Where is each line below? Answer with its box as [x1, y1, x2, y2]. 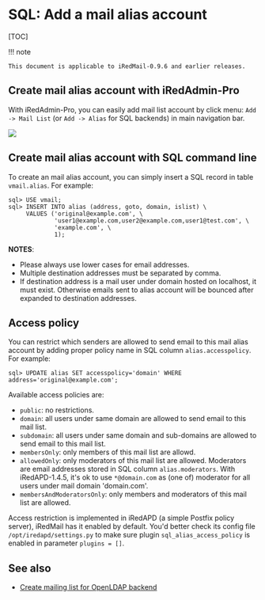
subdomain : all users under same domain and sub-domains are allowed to [19, 431, 257, 440]
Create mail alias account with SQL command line [8, 151, 257, 165]
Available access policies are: [8, 390, 104, 400]
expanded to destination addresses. [19, 293, 137, 302]
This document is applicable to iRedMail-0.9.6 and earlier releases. [8, 62, 246, 70]
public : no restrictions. [19, 405, 95, 415]
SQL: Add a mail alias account [8, 6, 208, 24]
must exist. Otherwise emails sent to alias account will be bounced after [19, 285, 255, 294]
